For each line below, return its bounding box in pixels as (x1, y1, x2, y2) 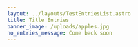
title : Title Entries (7, 17, 70, 23)
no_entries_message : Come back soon (7, 29, 112, 37)
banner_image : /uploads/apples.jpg (7, 23, 110, 30)
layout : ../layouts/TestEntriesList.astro (7, 10, 131, 17)
